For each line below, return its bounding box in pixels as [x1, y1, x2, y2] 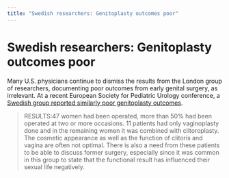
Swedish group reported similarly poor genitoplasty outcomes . [7, 99, 183, 107]
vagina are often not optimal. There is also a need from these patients [23, 141, 220, 149]
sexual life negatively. [23, 162, 85, 171]
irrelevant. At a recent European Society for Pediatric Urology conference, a [7, 91, 220, 99]
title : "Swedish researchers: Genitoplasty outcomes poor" [7, 10, 179, 17]
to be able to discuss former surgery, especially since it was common [23, 148, 220, 156]
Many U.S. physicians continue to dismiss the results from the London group [7, 77, 222, 85]
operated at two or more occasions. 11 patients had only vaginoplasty [23, 119, 219, 127]
